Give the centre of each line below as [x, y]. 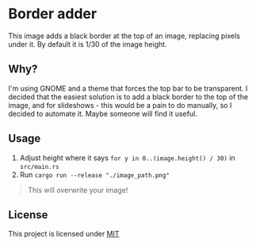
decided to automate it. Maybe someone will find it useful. [103, 113]
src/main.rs [39, 167]
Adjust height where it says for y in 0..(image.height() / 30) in [127, 158]
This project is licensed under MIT [64, 234]
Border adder [53, 14]
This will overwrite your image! [78, 190]
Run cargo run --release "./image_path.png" [95, 175]
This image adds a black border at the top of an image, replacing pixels [124, 36]
